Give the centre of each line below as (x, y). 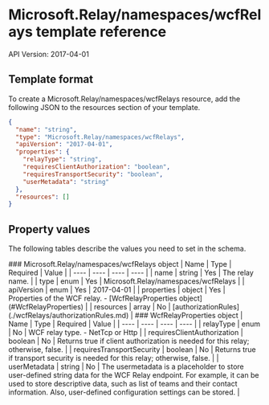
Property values (49, 229)
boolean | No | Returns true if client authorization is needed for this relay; (129, 341)
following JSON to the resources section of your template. (104, 107)
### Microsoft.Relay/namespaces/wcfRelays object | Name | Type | (120, 264)
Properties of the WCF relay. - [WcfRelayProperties (93, 298)
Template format (51, 79)
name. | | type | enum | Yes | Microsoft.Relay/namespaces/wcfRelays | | (126, 281)
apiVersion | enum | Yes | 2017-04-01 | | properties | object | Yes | (117, 290)
